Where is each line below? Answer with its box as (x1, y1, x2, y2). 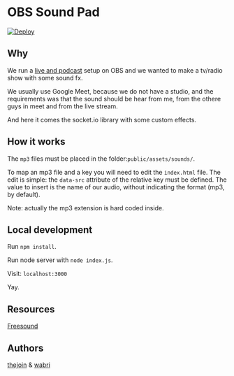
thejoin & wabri (7, 361, 51, 369)
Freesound (7, 322, 38, 331)
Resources (7, 303, 55, 315)
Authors (7, 342, 44, 354)
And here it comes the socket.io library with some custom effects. (7, 115, 197, 124)
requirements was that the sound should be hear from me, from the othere (7, 94, 221, 103)
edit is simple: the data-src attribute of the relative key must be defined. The (7, 175, 227, 184)
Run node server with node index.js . (7, 256, 113, 264)
